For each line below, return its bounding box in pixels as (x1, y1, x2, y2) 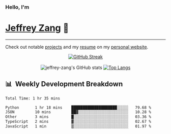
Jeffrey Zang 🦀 (5, 22, 69, 34)
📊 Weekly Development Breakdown (5, 80, 123, 88)
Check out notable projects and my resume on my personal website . (5, 44, 149, 50)
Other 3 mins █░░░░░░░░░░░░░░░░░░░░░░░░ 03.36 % (5, 114, 152, 120)
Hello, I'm (5, 4, 30, 11)
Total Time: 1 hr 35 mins (5, 95, 60, 101)
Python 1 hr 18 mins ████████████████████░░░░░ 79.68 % (5, 105, 152, 110)
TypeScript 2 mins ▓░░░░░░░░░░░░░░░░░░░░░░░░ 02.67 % (5, 119, 152, 124)
